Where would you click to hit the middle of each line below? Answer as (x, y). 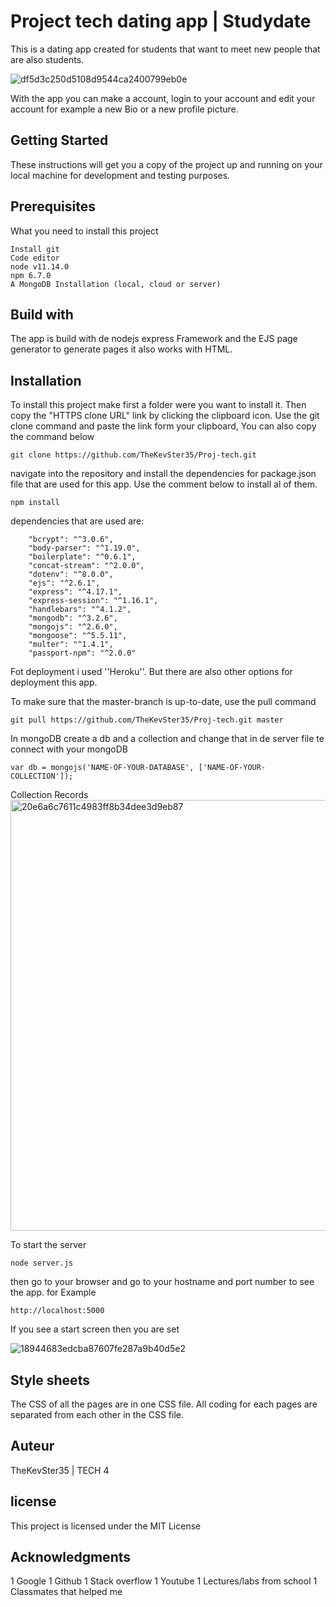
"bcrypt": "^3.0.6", (71, 540)
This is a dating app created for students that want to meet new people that (165, 49)
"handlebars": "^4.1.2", (80, 610)
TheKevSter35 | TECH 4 (60, 1470)
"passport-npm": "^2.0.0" (82, 653)
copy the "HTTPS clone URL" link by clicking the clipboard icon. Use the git (165, 416)
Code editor (35, 258)
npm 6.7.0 (31, 275)
